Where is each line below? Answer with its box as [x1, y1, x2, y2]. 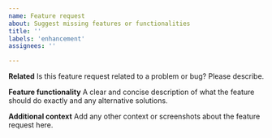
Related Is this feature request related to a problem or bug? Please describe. [8, 71, 265, 81]
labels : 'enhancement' [8, 34, 85, 43]
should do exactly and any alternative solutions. [8, 96, 168, 106]
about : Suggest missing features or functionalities [8, 19, 191, 28]
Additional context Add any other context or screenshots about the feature [8, 111, 261, 122]
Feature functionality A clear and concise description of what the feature [8, 87, 255, 97]
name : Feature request [8, 11, 85, 20]
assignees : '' [8, 42, 57, 50]
